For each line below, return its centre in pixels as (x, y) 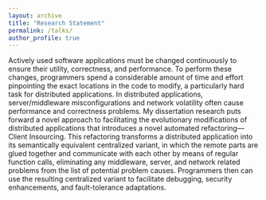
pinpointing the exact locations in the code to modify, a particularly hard (126, 86)
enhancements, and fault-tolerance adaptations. (87, 187)
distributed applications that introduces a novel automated (104, 128)
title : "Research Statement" (57, 23)
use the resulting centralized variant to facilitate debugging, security (120, 179)
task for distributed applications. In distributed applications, (106, 94)
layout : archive (35, 16)
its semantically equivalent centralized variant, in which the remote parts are (133, 145)
